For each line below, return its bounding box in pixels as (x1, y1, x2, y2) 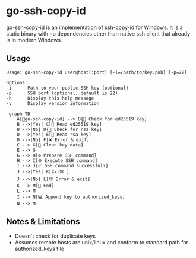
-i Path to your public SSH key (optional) (6, 85, 129, 91)
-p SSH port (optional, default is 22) (6, 90, 118, 96)
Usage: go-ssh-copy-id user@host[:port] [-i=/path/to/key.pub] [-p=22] (6, 69, 187, 75)
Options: (6, 79, 28, 85)
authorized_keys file (14, 245, 64, 252)
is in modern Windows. (6, 36, 62, 43)
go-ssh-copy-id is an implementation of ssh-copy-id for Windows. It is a (6, 24, 183, 31)
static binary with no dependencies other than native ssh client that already (6, 30, 191, 37)
